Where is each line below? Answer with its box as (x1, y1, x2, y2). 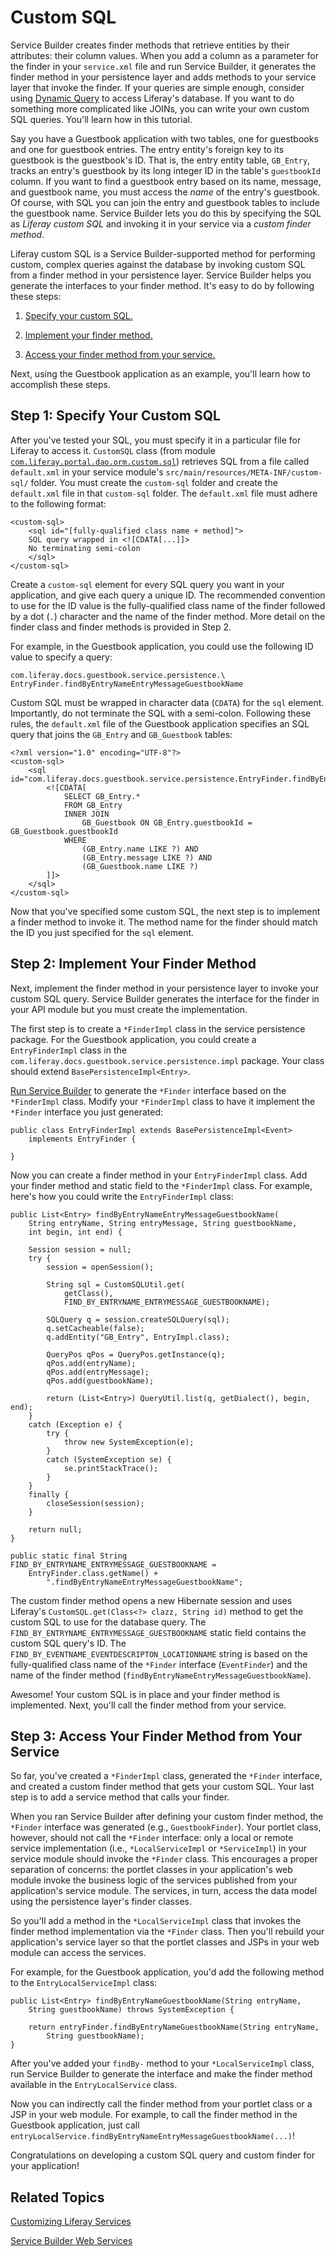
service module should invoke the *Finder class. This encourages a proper (10, 1853, 318, 1865)
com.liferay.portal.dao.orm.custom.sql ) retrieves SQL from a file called (10, 455, 310, 467)
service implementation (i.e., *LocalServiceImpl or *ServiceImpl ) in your (10, 1842, 307, 1855)
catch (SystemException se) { (46, 1454, 172, 1465)
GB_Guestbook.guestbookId (10, 826, 118, 836)
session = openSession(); (46, 1262, 155, 1272)
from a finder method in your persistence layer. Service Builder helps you (10, 269, 312, 281)
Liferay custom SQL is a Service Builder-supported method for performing (10, 247, 316, 260)
